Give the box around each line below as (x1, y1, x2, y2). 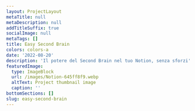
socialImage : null (6, 31, 51, 36)
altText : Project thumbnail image (11, 80, 96, 86)
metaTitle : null (6, 14, 46, 20)
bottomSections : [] (6, 90, 54, 96)
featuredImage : (6, 63, 44, 69)
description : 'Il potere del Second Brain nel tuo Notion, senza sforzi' (6, 58, 191, 63)
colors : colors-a (6, 47, 49, 53)
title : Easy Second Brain (6, 42, 70, 48)
